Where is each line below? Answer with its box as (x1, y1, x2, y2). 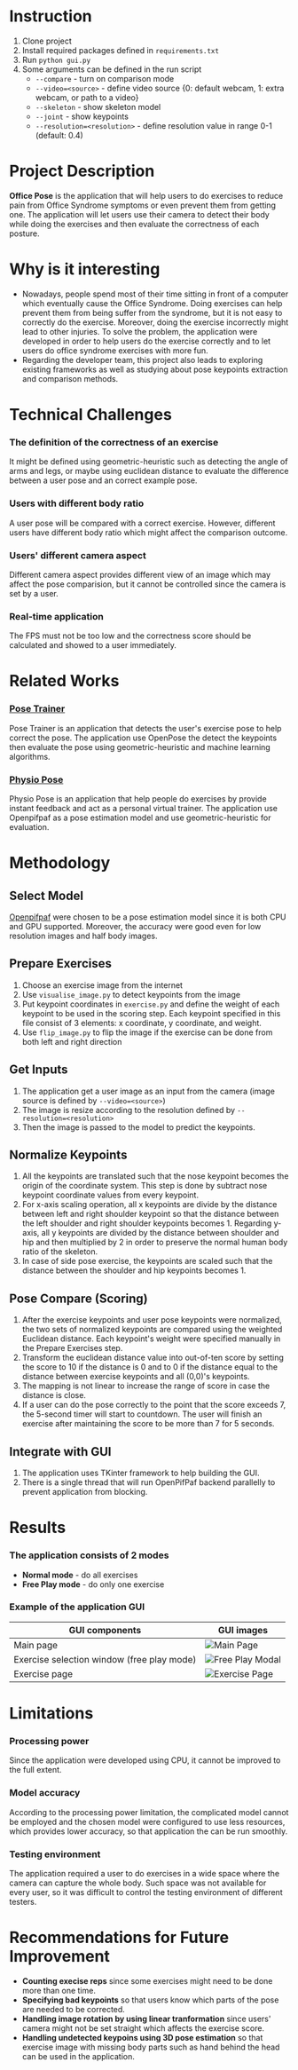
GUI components (68, 1624, 142, 1636)
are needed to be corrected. (21, 2003, 126, 2014)
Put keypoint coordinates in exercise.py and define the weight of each (21, 999, 280, 1009)
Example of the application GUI (9, 1600, 145, 1613)
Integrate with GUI (9, 1444, 113, 1459)
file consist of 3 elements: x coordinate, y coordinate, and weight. (21, 1017, 262, 1028)
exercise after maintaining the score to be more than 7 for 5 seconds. (21, 1418, 275, 1429)
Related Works (9, 671, 120, 691)
